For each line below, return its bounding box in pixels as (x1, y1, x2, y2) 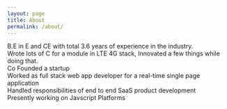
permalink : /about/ (7, 23, 64, 30)
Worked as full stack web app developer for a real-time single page (7, 72, 201, 80)
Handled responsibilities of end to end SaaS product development (7, 86, 196, 94)
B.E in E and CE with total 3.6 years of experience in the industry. (7, 42, 194, 51)
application (7, 79, 40, 87)
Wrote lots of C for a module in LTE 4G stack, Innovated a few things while (7, 49, 221, 58)
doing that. (7, 57, 38, 65)
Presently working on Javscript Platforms (7, 94, 125, 102)
